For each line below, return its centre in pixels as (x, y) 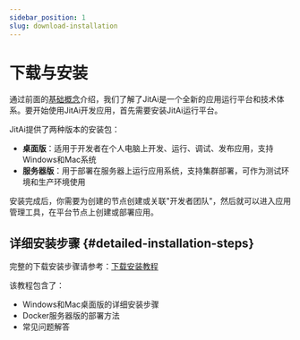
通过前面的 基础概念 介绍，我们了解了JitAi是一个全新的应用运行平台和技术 (143, 99)
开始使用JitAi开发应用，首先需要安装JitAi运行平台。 (128, 110)
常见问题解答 (46, 327)
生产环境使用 (62, 182)
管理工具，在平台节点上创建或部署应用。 (84, 212)
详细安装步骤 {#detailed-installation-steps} (132, 243)
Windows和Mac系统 (59, 160)
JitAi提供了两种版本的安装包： (65, 130)
